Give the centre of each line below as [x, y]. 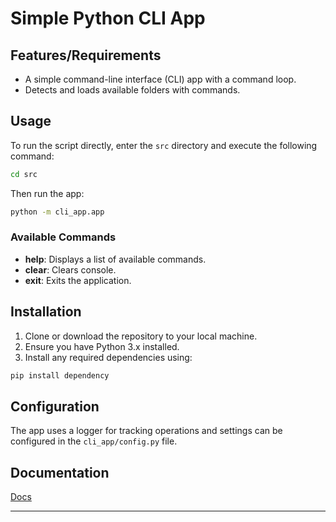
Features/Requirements [86, 55]
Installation [46, 312]
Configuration [55, 406]
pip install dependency [60, 375]
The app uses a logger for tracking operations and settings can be [146, 431]
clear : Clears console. [70, 269]
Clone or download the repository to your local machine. [141, 336]
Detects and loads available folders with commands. [132, 90]
